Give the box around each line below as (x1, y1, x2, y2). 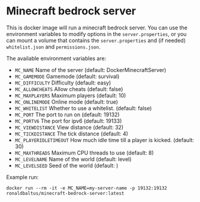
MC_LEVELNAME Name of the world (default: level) (14, 155, 132, 162)
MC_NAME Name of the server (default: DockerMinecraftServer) (14, 66, 166, 73)
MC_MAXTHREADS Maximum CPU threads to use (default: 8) (14, 149, 154, 156)
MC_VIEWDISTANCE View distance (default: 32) (14, 123, 124, 131)
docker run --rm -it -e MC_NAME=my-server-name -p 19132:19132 (6, 185, 168, 191)
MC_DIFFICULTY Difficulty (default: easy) (14, 79, 111, 86)
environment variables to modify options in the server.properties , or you (6, 30, 187, 37)
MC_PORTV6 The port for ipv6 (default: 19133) (14, 117, 122, 124)
